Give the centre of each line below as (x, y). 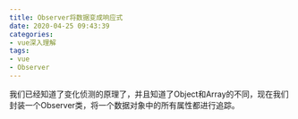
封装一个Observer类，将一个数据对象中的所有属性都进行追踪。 (124, 105)
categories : (31, 34)
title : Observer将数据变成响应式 (66, 17)
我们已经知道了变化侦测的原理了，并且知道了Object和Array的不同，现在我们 (149, 94)
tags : (19, 51)
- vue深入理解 (33, 42)
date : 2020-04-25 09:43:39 (60, 26)
